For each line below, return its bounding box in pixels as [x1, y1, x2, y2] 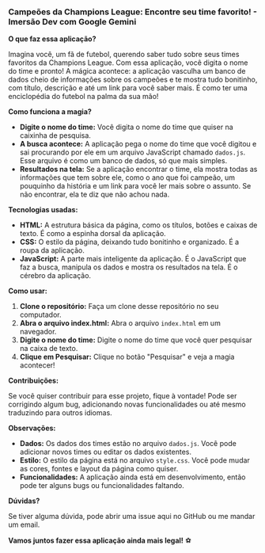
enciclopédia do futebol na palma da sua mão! [8, 92, 159, 101]
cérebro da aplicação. [19, 271, 92, 280]
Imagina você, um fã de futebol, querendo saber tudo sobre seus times [8, 50, 240, 59]
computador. [19, 310, 62, 319]
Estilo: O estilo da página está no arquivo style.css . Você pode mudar [19, 456, 251, 465]
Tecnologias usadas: [8, 205, 78, 215]
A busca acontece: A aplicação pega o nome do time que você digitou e [19, 139, 257, 149]
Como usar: [8, 286, 47, 296]
